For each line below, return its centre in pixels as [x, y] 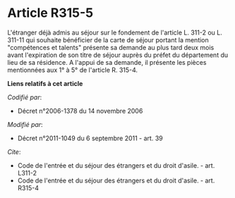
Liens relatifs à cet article [45, 83]
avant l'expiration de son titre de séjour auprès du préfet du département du [118, 55]
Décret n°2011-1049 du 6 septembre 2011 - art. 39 [90, 138]
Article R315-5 [50, 13]
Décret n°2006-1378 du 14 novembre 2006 [80, 111]
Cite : [14, 151]
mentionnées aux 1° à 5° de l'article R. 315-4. [73, 70]
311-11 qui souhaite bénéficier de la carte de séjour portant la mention [108, 39]
